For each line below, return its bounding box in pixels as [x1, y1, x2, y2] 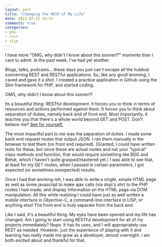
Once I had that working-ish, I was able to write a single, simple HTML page [5, 176, 157, 182]
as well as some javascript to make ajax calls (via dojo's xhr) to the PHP [5, 181, 148, 187]
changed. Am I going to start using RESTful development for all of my [5, 216, 144, 222]
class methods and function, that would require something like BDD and [5, 151, 148, 157]
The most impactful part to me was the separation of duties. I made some [5, 131, 152, 136]
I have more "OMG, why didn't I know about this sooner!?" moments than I [5, 52, 153, 58]
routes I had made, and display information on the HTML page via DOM [5, 186, 147, 192]
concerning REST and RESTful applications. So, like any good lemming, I [5, 71, 149, 78]
